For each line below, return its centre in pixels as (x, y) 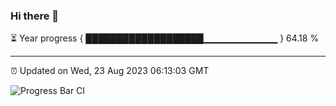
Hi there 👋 (35, 16)
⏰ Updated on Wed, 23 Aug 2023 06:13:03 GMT (110, 71)
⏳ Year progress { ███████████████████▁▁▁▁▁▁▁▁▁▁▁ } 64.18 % (165, 38)
